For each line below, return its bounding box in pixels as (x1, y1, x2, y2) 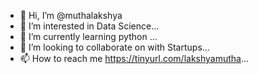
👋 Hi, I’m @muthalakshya (19, 10, 123, 21)
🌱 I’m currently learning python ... (19, 31, 158, 42)
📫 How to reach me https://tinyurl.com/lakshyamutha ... (19, 53, 250, 64)
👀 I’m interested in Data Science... (19, 20, 160, 32)
